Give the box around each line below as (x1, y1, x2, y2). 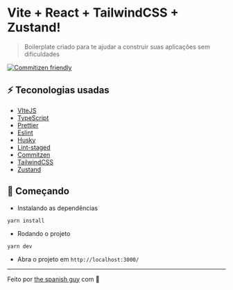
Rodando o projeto (17, 229, 71, 237)
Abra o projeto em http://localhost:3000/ (17, 255, 139, 263)
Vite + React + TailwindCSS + (7, 5, 179, 21)
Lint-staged (17, 143, 51, 151)
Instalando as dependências (17, 203, 98, 212)
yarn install (7, 217, 45, 224)
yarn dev (7, 243, 33, 250)
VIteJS (17, 106, 37, 114)
